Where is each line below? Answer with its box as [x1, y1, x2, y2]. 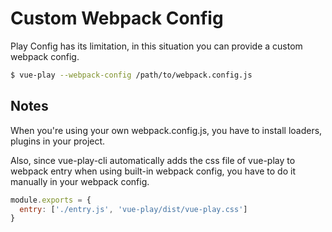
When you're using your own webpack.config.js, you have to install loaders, [10, 124, 323, 136]
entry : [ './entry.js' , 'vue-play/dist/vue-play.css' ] [19, 204, 248, 214]
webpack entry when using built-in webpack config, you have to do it [10, 165, 296, 177]
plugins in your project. [10, 135, 106, 147]
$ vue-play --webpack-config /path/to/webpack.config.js [10, 70, 253, 80]
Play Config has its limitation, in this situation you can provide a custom [10, 40, 303, 52]
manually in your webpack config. [10, 175, 150, 187]
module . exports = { [10, 195, 92, 205]
